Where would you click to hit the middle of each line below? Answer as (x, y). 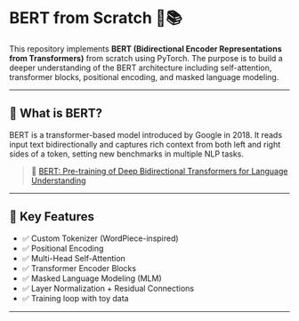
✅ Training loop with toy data (75, 298)
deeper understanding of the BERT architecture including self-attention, (141, 68)
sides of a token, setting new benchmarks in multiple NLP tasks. (127, 154)
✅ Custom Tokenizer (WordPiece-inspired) (101, 238)
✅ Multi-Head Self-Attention (74, 258)
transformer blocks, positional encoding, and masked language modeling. (144, 76)
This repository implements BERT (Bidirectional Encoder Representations (145, 48)
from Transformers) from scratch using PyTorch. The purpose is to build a (146, 58)
